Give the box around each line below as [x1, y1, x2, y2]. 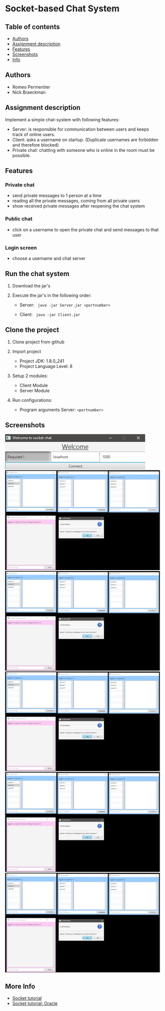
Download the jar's [12, 283, 51, 289]
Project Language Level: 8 [19, 363, 73, 369]
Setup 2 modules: [12, 373, 48, 379]
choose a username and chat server [12, 255, 86, 261]
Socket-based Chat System [5, 3, 120, 14]
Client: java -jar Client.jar [19, 311, 80, 317]
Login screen [5, 244, 37, 251]
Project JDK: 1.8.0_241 [19, 358, 65, 364]
